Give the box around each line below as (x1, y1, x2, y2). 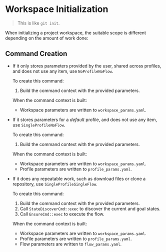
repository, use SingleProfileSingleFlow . (12, 181, 97, 187)
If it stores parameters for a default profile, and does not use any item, (12, 116, 157, 122)
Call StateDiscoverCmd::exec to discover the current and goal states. (19, 205, 161, 211)
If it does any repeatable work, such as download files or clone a (12, 175, 146, 181)
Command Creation (5, 49, 67, 58)
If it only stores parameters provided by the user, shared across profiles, (12, 62, 161, 68)
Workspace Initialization (5, 3, 108, 15)
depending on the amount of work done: (5, 35, 88, 41)
